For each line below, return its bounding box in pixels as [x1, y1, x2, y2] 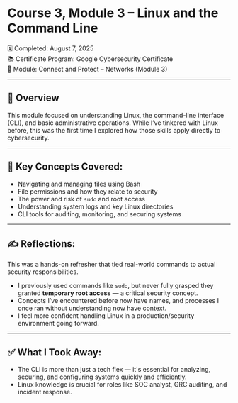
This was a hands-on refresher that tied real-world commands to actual [7, 260, 216, 269]
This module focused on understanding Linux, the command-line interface [7, 111, 225, 119]
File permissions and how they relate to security [17, 187, 158, 196]
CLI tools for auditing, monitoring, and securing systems [17, 209, 182, 218]
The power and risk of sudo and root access [17, 194, 145, 203]
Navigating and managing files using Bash [17, 180, 141, 188]
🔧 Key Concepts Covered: [7, 161, 123, 173]
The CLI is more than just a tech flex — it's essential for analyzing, [17, 365, 211, 374]
